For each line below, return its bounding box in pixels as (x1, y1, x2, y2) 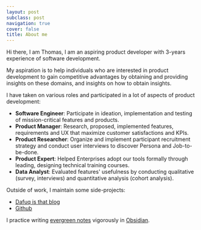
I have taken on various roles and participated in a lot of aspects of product (6, 92, 195, 99)
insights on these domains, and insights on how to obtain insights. (6, 80, 172, 87)
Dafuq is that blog (15, 198, 60, 206)
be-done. (15, 149, 39, 156)
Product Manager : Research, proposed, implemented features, (15, 123, 174, 130)
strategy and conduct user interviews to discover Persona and (15, 142, 172, 149)
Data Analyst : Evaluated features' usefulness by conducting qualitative (15, 168, 194, 176)
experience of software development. (6, 55, 100, 62)
